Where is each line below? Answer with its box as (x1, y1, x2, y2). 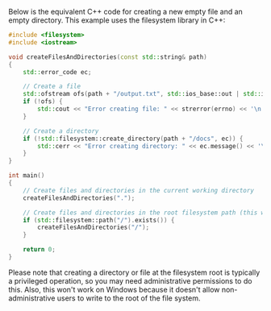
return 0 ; (23, 246, 56, 254)
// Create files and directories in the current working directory (23, 186, 254, 194)
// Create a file (23, 82, 81, 91)
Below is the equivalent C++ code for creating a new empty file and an (8, 7, 244, 16)
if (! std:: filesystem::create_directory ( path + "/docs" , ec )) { (23, 135, 244, 143)
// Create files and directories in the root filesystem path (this (23, 209, 258, 217)
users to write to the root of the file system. (56, 293, 201, 303)
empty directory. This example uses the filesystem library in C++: (8, 15, 226, 25)
